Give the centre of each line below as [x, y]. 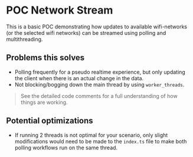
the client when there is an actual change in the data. [79, 78]
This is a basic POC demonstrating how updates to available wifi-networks [97, 27]
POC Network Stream [60, 10]
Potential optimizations [50, 121]
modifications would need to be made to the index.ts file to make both [101, 141]
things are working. [44, 102]
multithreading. [24, 39]
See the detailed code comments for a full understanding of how [99, 96]
